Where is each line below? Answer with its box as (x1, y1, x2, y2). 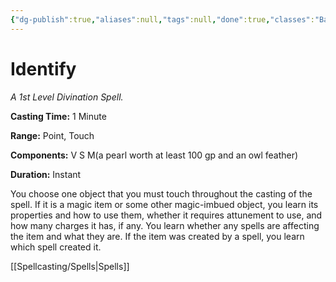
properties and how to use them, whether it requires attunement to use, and (10, 209, 323, 221)
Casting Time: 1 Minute (10, 110, 107, 122)
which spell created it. (10, 241, 102, 253)
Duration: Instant (10, 168, 82, 180)
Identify (10, 57, 77, 80)
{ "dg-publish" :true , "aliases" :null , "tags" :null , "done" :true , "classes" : (10, 14, 315, 25)
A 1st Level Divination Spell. (10, 91, 124, 103)
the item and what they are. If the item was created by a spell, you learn (10, 230, 305, 242)
